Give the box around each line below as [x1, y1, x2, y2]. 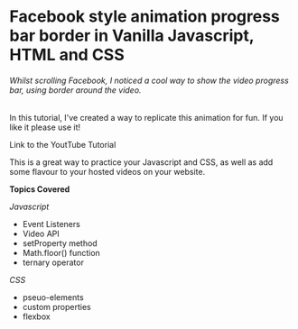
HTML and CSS [9, 45, 125, 65]
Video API [22, 228, 61, 240]
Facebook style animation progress [9, 6, 280, 27]
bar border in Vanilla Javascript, [9, 25, 255, 46]
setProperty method [22, 238, 98, 249]
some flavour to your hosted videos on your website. [9, 167, 206, 178]
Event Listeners [22, 219, 81, 230]
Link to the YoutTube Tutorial [9, 140, 116, 151]
